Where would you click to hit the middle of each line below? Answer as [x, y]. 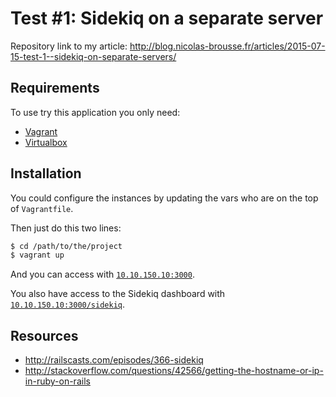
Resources [44, 335]
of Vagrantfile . [42, 208]
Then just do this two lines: [66, 228]
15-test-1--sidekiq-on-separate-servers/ [93, 56]
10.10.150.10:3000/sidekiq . [68, 304]
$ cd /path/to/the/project [66, 246]
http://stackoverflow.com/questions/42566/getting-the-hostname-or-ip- [174, 371]
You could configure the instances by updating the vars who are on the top [164, 198]
